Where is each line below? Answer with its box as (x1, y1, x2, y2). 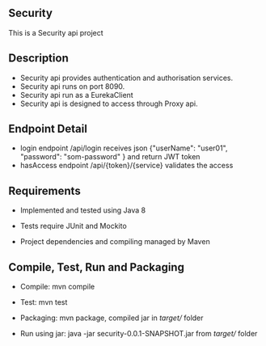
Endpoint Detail (8, 122, 87, 136)
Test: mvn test (19, 297, 68, 307)
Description (8, 52, 69, 65)
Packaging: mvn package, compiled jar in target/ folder (19, 313, 204, 323)
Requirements (8, 184, 81, 197)
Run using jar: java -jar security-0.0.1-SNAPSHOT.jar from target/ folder (19, 329, 258, 339)
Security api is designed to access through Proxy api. (19, 99, 198, 108)
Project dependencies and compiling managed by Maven (19, 237, 210, 247)
